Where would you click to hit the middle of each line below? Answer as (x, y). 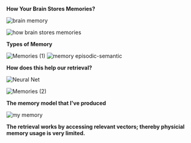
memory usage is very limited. (46, 133)
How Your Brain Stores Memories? (51, 9)
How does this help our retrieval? (49, 68)
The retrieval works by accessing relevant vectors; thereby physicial (95, 127)
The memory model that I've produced (56, 103)
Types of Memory (29, 44)
